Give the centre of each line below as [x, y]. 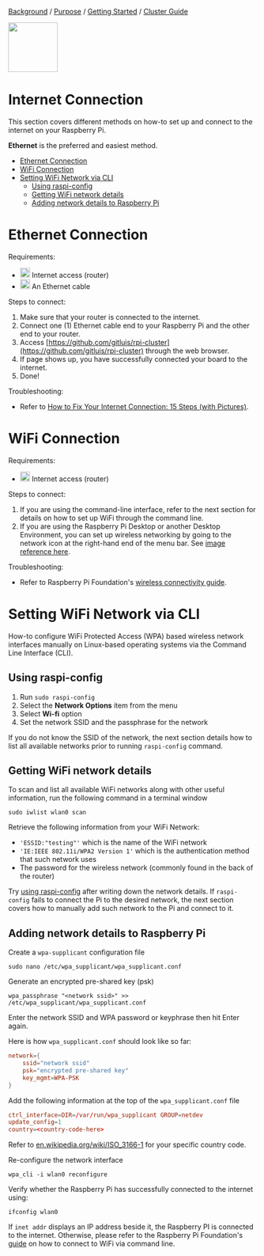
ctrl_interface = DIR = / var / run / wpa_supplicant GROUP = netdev [106, 1115]
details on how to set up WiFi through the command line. [111, 518]
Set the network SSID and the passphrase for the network [113, 722]
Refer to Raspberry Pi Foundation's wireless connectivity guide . [123, 582]
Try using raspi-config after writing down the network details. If [111, 892]
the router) [37, 876]
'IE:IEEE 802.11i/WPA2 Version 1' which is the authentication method [135, 851]
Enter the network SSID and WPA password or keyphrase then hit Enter [124, 1018]
